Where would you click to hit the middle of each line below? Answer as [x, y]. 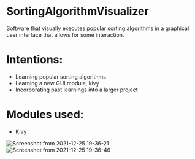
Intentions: [35, 60]
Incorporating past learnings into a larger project [76, 90]
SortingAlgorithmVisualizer [78, 11]
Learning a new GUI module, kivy [57, 83]
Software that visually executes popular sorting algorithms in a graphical [98, 28]
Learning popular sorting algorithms [60, 76]
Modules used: [45, 114]
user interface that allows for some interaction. [65, 34]
